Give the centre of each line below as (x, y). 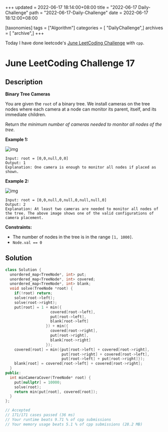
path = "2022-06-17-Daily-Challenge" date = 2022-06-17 (89, 13)
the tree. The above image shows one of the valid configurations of (80, 213)
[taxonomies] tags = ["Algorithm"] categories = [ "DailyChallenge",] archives (84, 28)
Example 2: (17, 181)
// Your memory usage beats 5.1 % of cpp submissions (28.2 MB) (74, 424)
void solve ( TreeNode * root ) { (41, 289)
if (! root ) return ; (33, 293)
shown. (12, 172)
